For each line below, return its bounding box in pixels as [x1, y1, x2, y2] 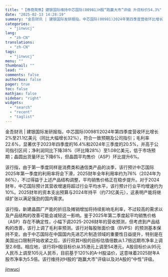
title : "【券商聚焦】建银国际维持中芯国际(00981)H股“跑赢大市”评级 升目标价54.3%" [5, 7, 162, 12]
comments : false [5, 72, 39, 77]
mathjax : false [5, 91, 37, 96]
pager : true [5, 81, 30, 86]
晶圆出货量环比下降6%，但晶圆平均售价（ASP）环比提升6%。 [13, 153, 142, 159]
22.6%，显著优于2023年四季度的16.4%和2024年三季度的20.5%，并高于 [5, 141, 154, 147]
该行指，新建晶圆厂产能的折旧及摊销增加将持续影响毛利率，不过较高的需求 [5, 206, 158, 212]
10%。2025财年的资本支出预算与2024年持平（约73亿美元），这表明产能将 [5, 189, 157, 195]
